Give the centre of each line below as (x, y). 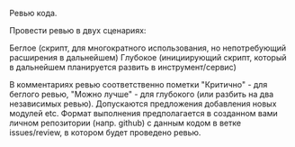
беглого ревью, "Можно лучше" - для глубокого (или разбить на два (142, 94)
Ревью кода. (33, 13)
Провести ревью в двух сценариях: (78, 30)
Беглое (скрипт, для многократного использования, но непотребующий (148, 48)
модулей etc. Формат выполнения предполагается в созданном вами (144, 113)
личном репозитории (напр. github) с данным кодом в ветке (125, 123)
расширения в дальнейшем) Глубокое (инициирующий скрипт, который (148, 57)
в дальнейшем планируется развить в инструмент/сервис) (123, 67)
